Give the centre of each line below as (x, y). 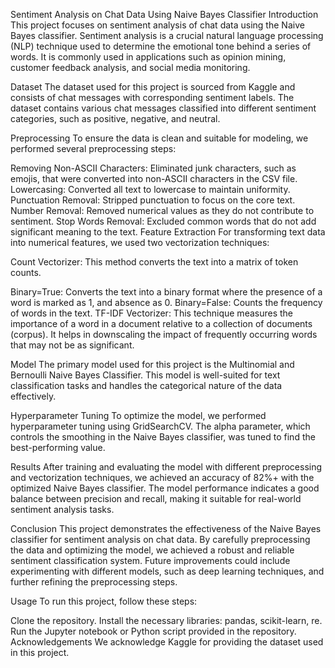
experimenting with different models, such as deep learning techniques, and (167, 571)
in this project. (40, 652)
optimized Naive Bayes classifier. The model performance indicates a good (165, 488)
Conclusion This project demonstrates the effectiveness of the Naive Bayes (166, 528)
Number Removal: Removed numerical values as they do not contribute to (162, 210)
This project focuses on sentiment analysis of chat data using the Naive (157, 25)
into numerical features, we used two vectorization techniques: (140, 242)
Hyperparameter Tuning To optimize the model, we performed (138, 415)
